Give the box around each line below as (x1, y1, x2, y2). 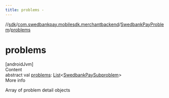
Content (5, 66, 22, 72)
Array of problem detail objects (5, 87, 71, 93)
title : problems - (5, 7, 44, 13)
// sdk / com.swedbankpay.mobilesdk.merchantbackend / (5, 21, 121, 27)
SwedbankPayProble (120, 21, 164, 27)
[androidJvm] (5, 61, 34, 67)
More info (5, 77, 26, 83)
